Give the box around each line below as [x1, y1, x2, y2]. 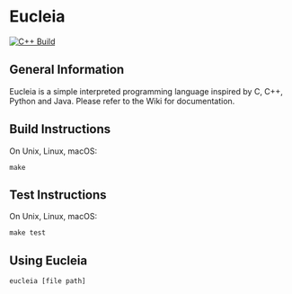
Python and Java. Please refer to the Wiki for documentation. [9, 95, 235, 106]
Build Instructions [9, 121, 111, 137]
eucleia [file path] [9, 277, 87, 286]
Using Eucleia [9, 253, 88, 268]
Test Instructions [9, 187, 107, 202]
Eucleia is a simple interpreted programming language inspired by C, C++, [9, 85, 283, 96]
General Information [9, 62, 125, 77]
